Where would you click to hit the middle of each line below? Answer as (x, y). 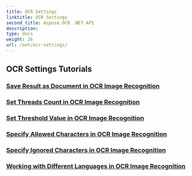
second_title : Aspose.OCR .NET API (50, 23)
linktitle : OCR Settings (37, 17)
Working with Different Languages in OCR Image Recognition (96, 166)
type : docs (20, 34)
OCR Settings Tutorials (49, 69)
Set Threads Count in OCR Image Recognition (73, 102)
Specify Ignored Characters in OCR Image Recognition (86, 150)
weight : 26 (20, 39)
